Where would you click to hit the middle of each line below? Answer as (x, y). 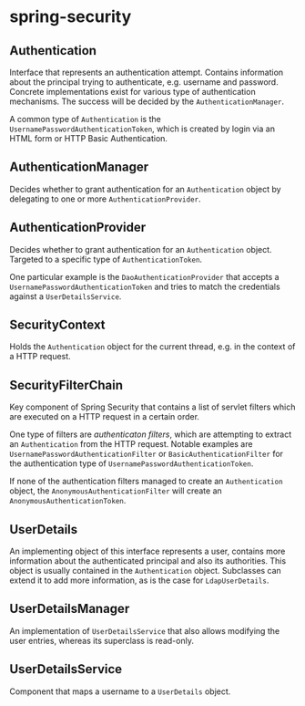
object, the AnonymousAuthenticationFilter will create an (116, 491)
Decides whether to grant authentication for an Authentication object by (145, 189)
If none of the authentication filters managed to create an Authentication (147, 482)
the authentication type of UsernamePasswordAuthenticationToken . (132, 463)
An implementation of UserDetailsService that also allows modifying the (145, 630)
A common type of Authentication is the (85, 119)
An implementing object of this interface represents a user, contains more (147, 551)
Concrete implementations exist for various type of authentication (133, 92)
